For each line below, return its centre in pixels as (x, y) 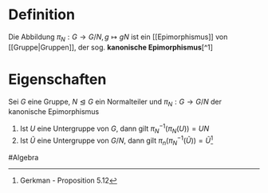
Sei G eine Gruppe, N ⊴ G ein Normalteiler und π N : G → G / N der (115, 102)
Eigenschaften (57, 79)
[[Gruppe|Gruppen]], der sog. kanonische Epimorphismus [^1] (111, 47)
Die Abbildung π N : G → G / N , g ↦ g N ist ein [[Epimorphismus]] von (118, 37)
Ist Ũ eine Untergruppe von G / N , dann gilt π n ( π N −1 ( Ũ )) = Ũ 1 (116, 140)
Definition (42, 15)
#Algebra (24, 158)
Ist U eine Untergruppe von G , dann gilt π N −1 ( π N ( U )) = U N (114, 128)
